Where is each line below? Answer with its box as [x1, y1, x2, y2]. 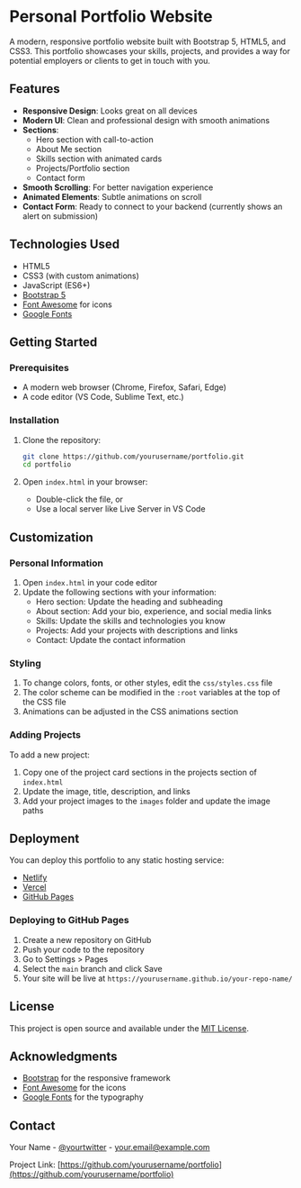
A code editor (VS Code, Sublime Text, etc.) [22, 392, 184, 403]
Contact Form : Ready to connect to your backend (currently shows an [22, 201, 283, 212]
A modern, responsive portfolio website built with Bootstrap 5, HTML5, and [9, 36, 286, 47]
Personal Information [9, 557, 103, 569]
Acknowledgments [9, 1048, 119, 1064]
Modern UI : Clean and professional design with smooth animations [22, 114, 270, 125]
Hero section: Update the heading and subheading [35, 596, 223, 607]
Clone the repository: [22, 434, 102, 445]
